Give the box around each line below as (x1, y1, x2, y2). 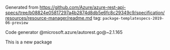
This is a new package (5, 39, 52, 45)
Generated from (5, 5, 39, 10)
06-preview (5, 20, 28, 25)
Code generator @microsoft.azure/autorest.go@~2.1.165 (5, 29, 123, 35)
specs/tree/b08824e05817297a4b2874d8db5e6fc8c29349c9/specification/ (5, 10, 165, 16)
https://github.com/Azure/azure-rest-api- (40, 5, 126, 10)
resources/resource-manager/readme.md (5, 15, 92, 21)
